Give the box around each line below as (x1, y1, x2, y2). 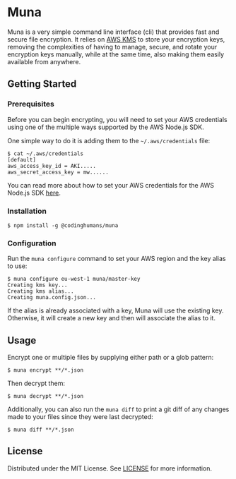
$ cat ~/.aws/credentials (7, 150, 83, 157)
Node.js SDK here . (7, 188, 61, 197)
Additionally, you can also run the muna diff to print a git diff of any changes (7, 405, 230, 413)
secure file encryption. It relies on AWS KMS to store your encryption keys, (7, 35, 225, 43)
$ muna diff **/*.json (7, 426, 74, 434)
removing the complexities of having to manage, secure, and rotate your (7, 42, 218, 51)
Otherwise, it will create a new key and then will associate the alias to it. (7, 314, 216, 322)
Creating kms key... (7, 281, 69, 289)
